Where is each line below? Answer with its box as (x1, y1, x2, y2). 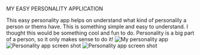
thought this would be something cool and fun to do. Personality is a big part (6, 29, 195, 36)
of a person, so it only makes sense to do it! (6, 36, 113, 42)
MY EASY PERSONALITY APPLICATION (6, 5, 103, 12)
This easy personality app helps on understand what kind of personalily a (6, 17, 187, 23)
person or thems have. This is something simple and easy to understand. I (6, 23, 188, 30)
